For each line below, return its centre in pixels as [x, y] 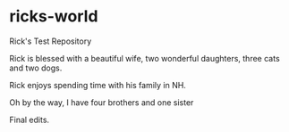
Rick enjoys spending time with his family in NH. [98, 85]
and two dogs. [36, 68]
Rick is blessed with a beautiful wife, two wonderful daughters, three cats [144, 58]
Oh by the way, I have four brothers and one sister [102, 102]
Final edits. [30, 120]
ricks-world [54, 16]
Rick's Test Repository [51, 41]
